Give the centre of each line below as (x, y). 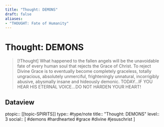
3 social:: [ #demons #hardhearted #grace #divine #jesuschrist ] (70, 119)
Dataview (20, 102)
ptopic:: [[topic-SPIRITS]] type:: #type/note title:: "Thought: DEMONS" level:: (82, 114)
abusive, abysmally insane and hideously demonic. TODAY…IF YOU (85, 82)
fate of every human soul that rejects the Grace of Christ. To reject (84, 66)
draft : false (18, 14)
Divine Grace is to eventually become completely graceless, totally (84, 71)
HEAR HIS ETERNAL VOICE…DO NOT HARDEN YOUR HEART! (79, 87)
